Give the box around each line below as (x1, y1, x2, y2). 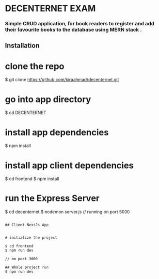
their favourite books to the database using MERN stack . (5, 26, 142, 33)
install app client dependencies (5, 160, 134, 171)
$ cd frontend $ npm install (5, 176, 60, 182)
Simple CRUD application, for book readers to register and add (5, 20, 155, 27)
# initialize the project (5, 235, 57, 240)
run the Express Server (5, 193, 100, 204)
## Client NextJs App (5, 223, 49, 228)
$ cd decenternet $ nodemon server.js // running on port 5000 (5, 209, 130, 215)
